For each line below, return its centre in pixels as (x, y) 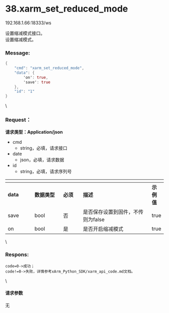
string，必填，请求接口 (44, 148)
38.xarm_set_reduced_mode (67, 9)
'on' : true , (36, 77)
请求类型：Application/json (34, 132)
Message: (18, 53)
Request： (18, 120)
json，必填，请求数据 (42, 160)
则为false (94, 219)
